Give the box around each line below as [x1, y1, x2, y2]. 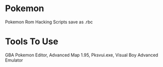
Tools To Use [5, 36, 59, 47]
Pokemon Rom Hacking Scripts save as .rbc [5, 19, 93, 25]
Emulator [5, 57, 23, 63]
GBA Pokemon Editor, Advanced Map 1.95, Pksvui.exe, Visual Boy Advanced [5, 52, 159, 58]
